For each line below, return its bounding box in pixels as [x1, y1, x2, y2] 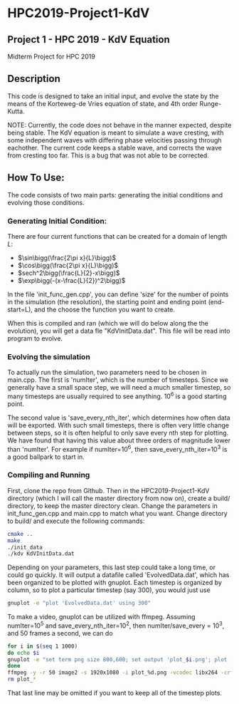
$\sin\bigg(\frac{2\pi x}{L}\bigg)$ [17, 253, 116, 262]
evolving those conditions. [7, 198, 85, 207]
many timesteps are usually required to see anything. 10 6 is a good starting [7, 390, 227, 400]
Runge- [198, 99, 222, 108]
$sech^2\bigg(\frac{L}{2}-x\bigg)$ [17, 269, 120, 277]
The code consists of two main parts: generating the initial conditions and [7, 190, 223, 199]
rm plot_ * [7, 675, 37, 683]
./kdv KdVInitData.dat [7, 550, 75, 557]
